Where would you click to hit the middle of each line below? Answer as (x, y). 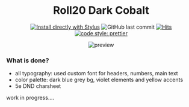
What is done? (28, 60)
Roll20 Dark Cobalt (101, 10)
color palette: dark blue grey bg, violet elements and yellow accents (99, 80)
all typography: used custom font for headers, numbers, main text (97, 74)
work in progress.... (30, 98)
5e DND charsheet (38, 86)
